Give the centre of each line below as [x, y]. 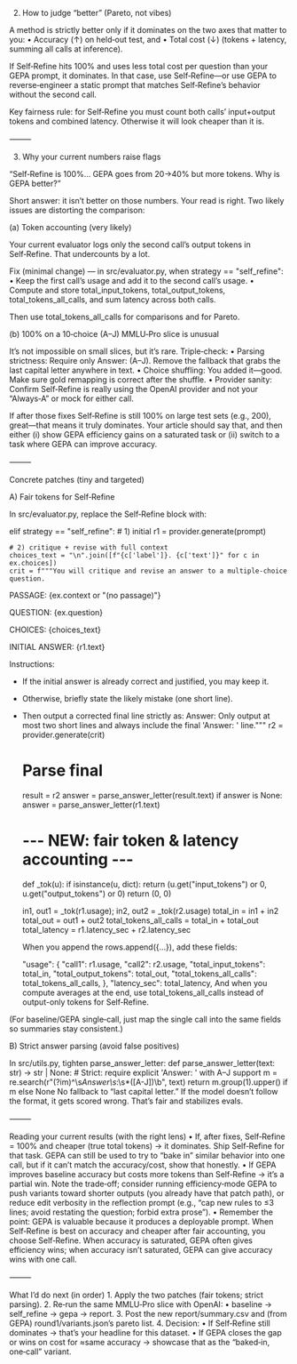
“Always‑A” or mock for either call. [72, 398]
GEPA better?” [35, 183]
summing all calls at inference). [66, 49]
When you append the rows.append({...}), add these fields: [129, 947]
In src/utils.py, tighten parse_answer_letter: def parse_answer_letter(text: [142, 1063]
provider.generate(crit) [63, 734]
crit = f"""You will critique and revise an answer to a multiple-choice [148, 571]
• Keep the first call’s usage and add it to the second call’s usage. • [132, 281]
